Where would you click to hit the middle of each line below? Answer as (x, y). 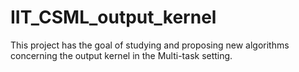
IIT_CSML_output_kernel (113, 17)
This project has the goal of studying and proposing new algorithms (150, 45)
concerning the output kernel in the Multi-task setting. (121, 55)
